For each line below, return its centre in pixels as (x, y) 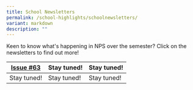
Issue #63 (26, 67)
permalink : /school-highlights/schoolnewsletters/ (72, 18)
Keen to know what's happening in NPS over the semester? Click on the (96, 46)
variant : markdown (30, 23)
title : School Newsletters (41, 12)
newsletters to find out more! (43, 53)
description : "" (27, 29)
